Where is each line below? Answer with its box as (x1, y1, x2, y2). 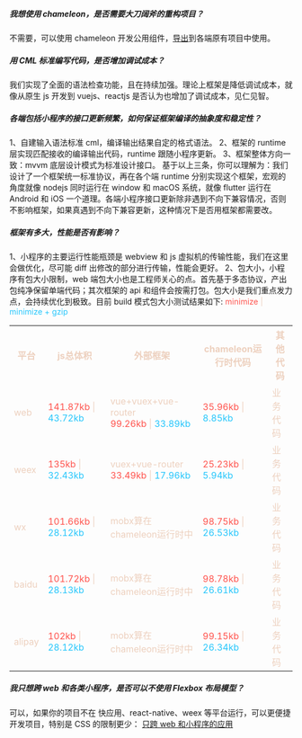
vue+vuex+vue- (110, 395, 180, 407)
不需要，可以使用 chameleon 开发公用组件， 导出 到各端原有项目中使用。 (9, 32, 276, 43)
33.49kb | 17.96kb (110, 468, 191, 481)
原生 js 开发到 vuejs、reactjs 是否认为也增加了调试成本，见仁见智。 (24, 90, 274, 101)
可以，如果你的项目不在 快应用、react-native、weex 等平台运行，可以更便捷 (9, 707, 291, 718)
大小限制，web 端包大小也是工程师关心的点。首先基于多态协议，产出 (32, 273, 288, 284)
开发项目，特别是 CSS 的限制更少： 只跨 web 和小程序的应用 (9, 718, 234, 729)
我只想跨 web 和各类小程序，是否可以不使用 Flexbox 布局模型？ (9, 683, 244, 694)
